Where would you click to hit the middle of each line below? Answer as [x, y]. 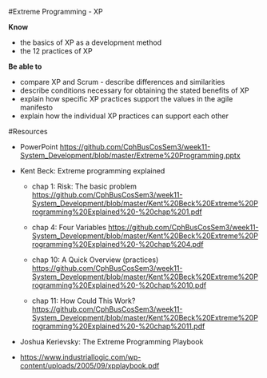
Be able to [25, 66]
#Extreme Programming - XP [56, 12]
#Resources [28, 131]
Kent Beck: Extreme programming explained [92, 171]
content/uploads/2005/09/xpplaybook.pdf [90, 366]
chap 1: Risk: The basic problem [84, 186]
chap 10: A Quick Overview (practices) [95, 260]
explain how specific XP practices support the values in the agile [126, 99]
